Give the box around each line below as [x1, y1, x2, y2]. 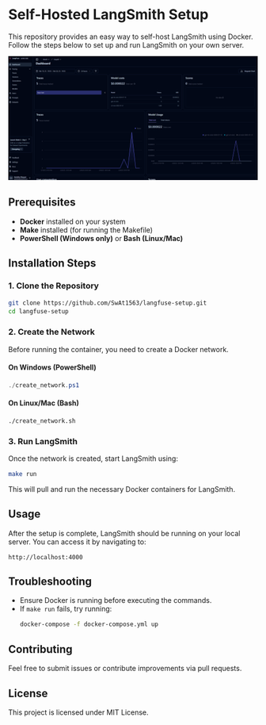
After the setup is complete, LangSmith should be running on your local [8, 528, 241, 538]
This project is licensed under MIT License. [8, 708, 149, 717]
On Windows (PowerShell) [8, 362, 97, 372]
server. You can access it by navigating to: [8, 537, 146, 547]
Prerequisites [8, 196, 76, 209]
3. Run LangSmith [8, 435, 78, 447]
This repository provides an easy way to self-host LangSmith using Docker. [8, 32, 253, 41]
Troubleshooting [8, 575, 93, 589]
